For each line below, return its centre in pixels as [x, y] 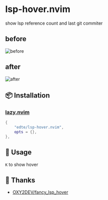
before [16, 39]
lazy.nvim [18, 112]
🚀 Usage [18, 153]
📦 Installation [28, 95]
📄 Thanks [20, 180]
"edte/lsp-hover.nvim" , [39, 127]
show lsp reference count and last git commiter [54, 23]
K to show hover [22, 164]
